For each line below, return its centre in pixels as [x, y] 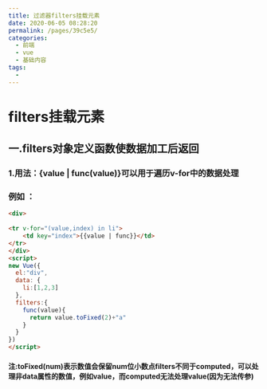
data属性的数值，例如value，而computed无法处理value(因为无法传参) [138, 376]
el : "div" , [31, 273]
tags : [17, 68]
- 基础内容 [31, 61]
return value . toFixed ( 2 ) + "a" [78, 317]
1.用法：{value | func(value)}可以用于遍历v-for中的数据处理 [124, 174]
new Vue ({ [25, 265]
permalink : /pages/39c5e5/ [53, 30]
